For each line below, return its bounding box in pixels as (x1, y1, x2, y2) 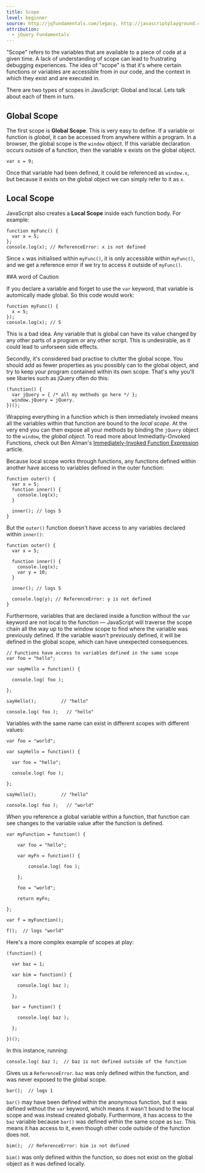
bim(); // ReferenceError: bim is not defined (6, 1142, 130, 1149)
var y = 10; (17, 569, 48, 575)
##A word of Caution (6, 273, 59, 280)
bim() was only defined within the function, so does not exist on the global (6, 1153, 193, 1161)
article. (6, 445, 24, 453)
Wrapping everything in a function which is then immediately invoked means (6, 413, 198, 420)
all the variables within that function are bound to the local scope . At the (6, 419, 187, 427)
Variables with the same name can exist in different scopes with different (6, 719, 189, 727)
